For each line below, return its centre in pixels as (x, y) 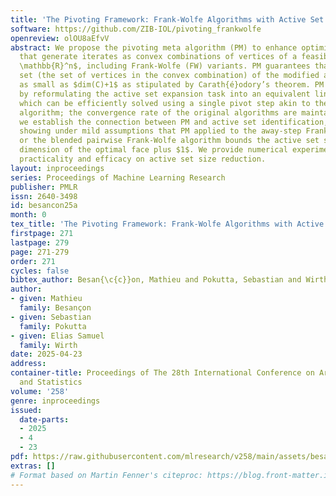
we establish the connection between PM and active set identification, (174, 122)
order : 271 (33, 261)
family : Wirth (48, 345)
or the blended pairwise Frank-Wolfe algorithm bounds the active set (169, 141)
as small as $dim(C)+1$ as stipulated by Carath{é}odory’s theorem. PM (172, 85)
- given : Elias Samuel (57, 336)
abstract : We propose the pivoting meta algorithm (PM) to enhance (154, 47)
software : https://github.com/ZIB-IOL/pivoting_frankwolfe (136, 29)
